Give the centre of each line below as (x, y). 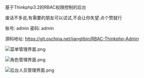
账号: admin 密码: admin (30, 28)
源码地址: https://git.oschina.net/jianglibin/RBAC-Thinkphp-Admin (72, 39)
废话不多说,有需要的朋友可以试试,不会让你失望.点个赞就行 (64, 18)
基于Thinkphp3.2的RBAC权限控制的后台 (46, 7)
